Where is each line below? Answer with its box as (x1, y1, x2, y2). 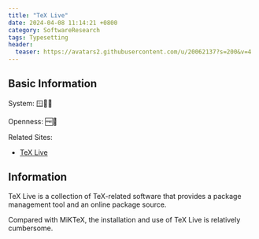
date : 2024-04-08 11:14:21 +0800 (8, 19, 118, 27)
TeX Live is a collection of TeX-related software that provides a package (8, 191, 242, 200)
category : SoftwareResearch (8, 26, 101, 34)
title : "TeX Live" (8, 11, 68, 20)
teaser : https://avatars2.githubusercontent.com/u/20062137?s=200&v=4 (15, 48, 252, 56)
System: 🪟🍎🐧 (8, 98, 53, 108)
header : (8, 41, 34, 49)
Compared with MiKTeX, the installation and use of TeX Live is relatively (8, 215, 241, 224)
